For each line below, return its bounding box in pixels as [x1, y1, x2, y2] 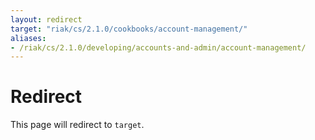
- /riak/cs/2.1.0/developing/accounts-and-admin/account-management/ [10, 42, 307, 53]
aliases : [10, 33, 47, 43]
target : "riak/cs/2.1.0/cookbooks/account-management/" [10, 24, 248, 34]
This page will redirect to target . [10, 119, 145, 131]
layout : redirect [10, 14, 83, 25]
